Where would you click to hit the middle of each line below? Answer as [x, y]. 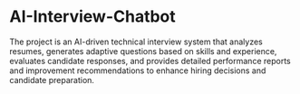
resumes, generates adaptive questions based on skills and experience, [143, 51]
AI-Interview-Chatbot [93, 17]
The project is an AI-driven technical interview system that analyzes [136, 42]
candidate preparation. [52, 80]
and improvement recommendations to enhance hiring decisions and [138, 70]
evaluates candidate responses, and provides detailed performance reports [150, 61]
